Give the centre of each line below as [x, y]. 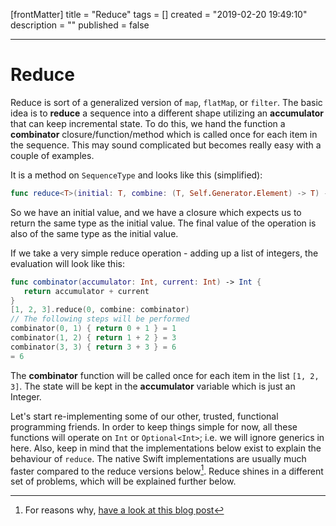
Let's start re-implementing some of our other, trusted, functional [144, 416]
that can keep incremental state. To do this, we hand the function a [148, 123]
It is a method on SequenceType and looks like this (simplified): [136, 175]
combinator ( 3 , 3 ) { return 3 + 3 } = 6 [93, 347]
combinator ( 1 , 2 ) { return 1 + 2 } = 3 [93, 338]
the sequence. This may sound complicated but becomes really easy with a [166, 145]
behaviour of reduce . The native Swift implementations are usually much [158, 458]
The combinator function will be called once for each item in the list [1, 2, [165, 375]
